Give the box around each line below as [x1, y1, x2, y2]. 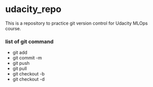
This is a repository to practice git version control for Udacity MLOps [5, 20, 148, 26]
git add [12, 49, 28, 56]
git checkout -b [12, 71, 45, 77]
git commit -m [12, 55, 42, 61]
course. [5, 25, 21, 31]
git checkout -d [12, 76, 45, 82]
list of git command [5, 38, 54, 45]
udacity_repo [5, 4, 62, 15]
